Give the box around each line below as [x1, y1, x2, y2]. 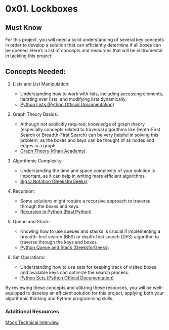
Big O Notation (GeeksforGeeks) [20, 178, 88, 184]
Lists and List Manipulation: [12, 80, 70, 87]
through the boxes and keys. [20, 203, 80, 209]
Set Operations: [12, 254, 46, 260]
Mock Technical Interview [5, 319, 59, 325]
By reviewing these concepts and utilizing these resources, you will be [5, 284, 152, 291]
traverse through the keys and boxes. [20, 239, 98, 245]
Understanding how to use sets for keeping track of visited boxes [20, 264, 157, 270]
